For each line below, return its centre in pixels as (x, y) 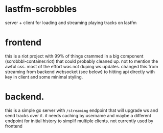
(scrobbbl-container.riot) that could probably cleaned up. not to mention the (81, 61)
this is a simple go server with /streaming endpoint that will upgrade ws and (81, 110)
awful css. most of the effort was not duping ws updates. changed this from (81, 66)
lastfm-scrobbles (41, 9)
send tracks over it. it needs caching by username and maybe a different (78, 115)
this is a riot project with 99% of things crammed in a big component (74, 56)
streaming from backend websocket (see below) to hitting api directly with (80, 72)
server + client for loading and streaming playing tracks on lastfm (71, 23)
